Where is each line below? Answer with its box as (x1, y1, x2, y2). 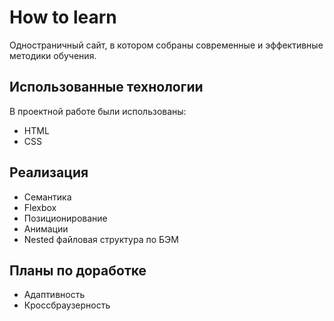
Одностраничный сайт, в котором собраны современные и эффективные (9, 39, 324, 51)
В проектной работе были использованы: (9, 105, 187, 117)
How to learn (9, 6, 117, 29)
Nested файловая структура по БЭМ (23, 233, 179, 245)
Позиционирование (23, 212, 108, 224)
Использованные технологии (9, 79, 204, 96)
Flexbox (23, 201, 57, 213)
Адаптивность (23, 289, 86, 301)
